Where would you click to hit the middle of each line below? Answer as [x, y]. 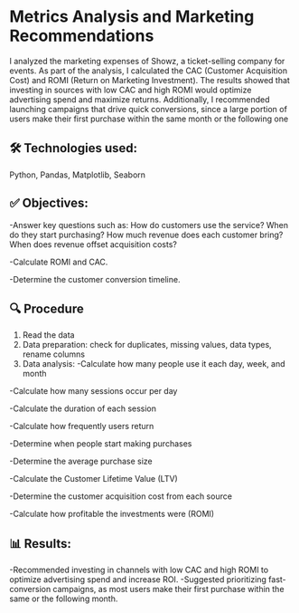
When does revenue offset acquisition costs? [93, 244]
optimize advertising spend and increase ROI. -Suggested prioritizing [138, 579]
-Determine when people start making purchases [101, 444]
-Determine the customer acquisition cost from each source [121, 496]
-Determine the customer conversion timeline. [95, 279]
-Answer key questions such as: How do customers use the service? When [149, 225]
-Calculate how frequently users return [82, 426]
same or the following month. [64, 599]
